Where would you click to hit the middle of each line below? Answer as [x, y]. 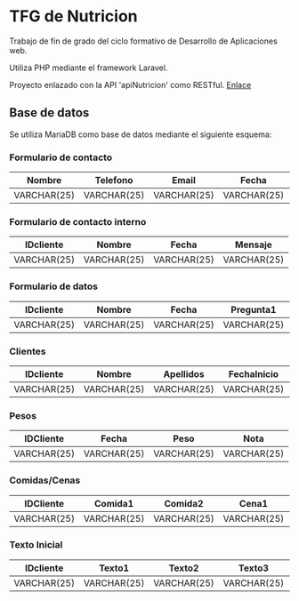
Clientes [28, 351]
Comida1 [114, 503]
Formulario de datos [53, 286]
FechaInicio [253, 373]
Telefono [114, 180]
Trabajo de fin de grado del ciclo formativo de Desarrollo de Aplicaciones [143, 41]
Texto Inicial [36, 545]
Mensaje [254, 244]
